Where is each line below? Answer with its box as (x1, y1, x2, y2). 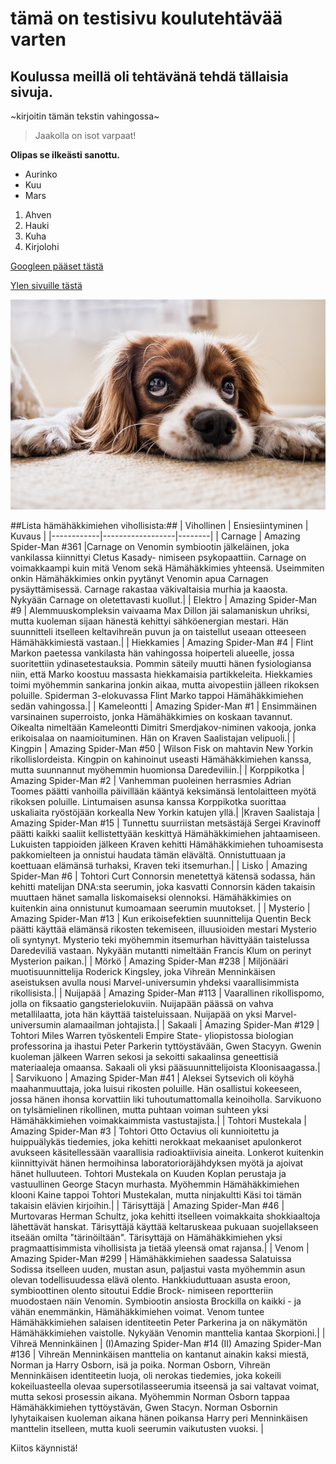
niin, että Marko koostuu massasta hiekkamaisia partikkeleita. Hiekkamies (10, 668, 313, 681)
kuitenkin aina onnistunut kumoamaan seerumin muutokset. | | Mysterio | (10, 902, 311, 914)
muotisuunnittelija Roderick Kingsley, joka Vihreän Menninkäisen (10, 966, 276, 978)
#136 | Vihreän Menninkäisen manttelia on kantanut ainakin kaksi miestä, (10, 1348, 310, 1361)
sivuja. (10, 83, 54, 101)
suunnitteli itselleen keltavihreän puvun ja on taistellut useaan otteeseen (10, 626, 307, 638)
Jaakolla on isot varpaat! (34, 130, 137, 141)
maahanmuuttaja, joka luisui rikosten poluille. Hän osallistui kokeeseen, (10, 1083, 302, 1095)
